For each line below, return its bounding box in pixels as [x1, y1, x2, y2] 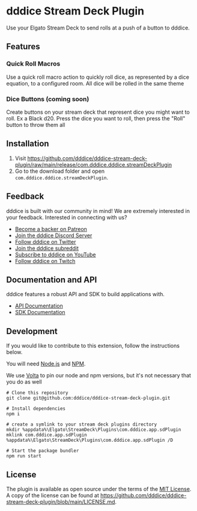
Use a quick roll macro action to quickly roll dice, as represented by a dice [6, 73, 189, 81]
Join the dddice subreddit [14, 244, 79, 252]
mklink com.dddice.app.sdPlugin [6, 432, 87, 438]
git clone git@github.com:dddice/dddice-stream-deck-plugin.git [6, 395, 171, 401]
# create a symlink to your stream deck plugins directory [6, 421, 157, 428]
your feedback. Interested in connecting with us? [6, 214, 127, 221]
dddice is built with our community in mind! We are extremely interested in [6, 207, 190, 214]
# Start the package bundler [6, 448, 79, 454]
